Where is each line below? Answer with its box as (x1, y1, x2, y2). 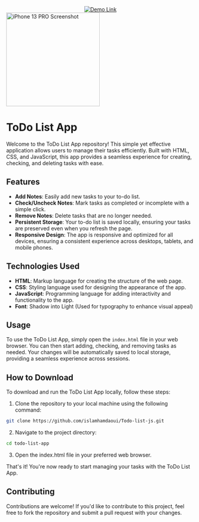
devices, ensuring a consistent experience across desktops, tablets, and (14, 237, 194, 245)
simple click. (14, 205, 46, 212)
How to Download (6, 372, 74, 383)
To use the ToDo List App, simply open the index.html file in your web (6, 336, 178, 343)
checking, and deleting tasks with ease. (6, 159, 104, 167)
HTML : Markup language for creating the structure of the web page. (14, 277, 183, 284)
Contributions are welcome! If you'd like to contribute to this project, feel (6, 502, 185, 509)
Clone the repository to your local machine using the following (14, 400, 169, 407)
